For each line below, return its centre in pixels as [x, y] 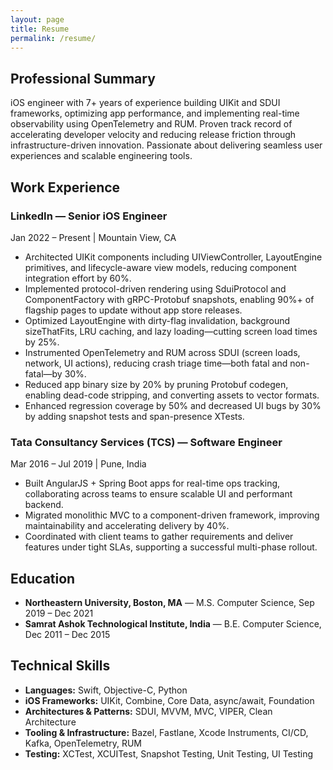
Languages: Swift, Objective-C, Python [106, 690]
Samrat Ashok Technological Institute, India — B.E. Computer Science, [173, 623]
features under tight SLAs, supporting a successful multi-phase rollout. [171, 547]
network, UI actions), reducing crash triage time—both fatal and [156, 363]
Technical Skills [60, 666]
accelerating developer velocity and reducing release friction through [153, 135]
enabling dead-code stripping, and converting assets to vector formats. [172, 395]
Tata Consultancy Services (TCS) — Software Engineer [146, 442]
